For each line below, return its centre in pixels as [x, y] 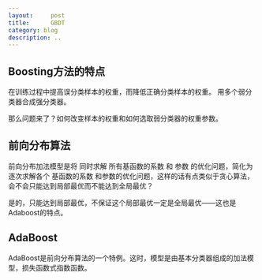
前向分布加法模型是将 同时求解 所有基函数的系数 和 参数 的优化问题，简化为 [131, 166]
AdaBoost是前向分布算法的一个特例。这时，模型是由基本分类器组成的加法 [128, 258]
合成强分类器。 [46, 102]
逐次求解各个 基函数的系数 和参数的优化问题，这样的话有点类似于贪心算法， [131, 176]
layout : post [37, 15]
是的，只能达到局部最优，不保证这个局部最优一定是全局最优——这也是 [122, 203]
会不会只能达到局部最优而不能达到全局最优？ [81, 185]
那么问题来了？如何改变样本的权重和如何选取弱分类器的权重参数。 [115, 118]
